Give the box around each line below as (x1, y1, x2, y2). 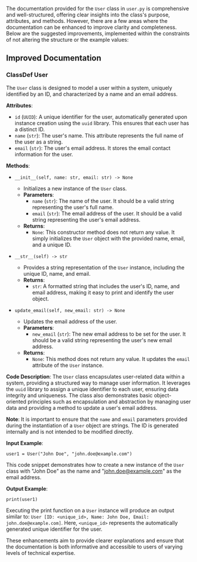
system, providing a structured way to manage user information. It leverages (6, 379, 191, 386)
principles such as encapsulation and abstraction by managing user (27, 398, 191, 405)
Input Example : (6, 439, 44, 446)
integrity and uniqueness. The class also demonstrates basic (6, 392, 153, 399)
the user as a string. (14, 138, 63, 145)
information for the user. (14, 150, 73, 158)
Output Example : (6, 485, 48, 492)
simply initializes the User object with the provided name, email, (32, 235, 186, 242)
